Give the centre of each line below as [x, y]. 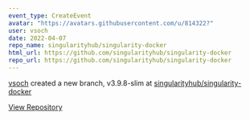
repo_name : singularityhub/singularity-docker [88, 46]
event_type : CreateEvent [50, 16]
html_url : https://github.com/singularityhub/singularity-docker [120, 53]
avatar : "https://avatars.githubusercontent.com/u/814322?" [111, 23]
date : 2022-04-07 [37, 38]
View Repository [35, 107]
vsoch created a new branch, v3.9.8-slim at [80, 83]
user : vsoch [28, 30]
